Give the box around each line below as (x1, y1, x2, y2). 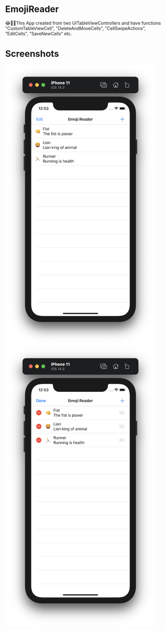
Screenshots (5, 48, 59, 59)
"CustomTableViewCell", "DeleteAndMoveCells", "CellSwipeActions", (5, 25, 146, 31)
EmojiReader (5, 3, 59, 15)
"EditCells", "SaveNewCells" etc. (5, 30, 72, 36)
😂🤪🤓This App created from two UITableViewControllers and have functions (5, 20, 161, 26)
